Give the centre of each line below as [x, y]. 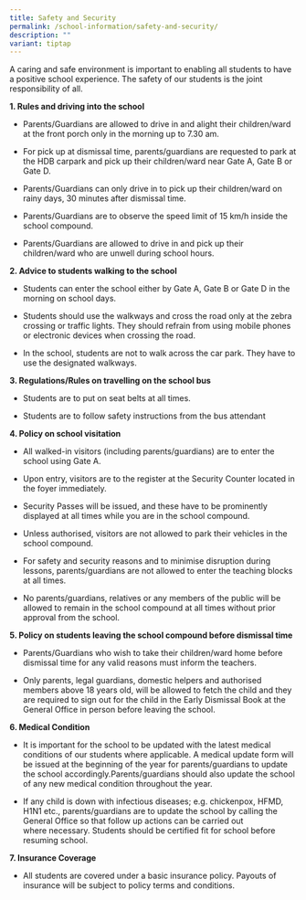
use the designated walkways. [79, 363]
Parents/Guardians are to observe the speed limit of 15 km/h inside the [155, 217]
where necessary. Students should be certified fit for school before [149, 831]
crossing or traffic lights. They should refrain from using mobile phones [157, 326]
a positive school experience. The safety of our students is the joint [136, 79]
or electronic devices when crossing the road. [109, 335]
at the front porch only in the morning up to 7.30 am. [121, 134]
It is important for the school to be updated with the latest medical [147, 745]
